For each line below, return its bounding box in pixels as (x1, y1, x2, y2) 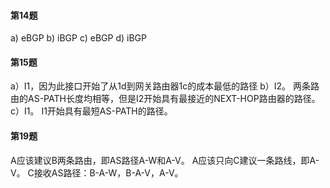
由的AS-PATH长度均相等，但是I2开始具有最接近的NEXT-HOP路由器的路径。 (10, 93, 321, 105)
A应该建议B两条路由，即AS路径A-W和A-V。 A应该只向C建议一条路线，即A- (10, 154, 320, 166)
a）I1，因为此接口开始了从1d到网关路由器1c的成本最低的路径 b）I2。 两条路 (10, 80, 320, 92)
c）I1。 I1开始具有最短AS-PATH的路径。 (10, 105, 173, 117)
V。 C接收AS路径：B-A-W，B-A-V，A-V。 (10, 166, 184, 179)
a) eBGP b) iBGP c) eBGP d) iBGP (10, 32, 147, 44)
